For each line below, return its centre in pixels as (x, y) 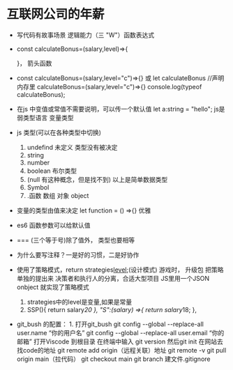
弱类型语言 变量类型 (45, 117)
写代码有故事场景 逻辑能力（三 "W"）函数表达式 (85, 35)
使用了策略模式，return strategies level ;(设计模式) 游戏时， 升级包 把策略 (120, 270)
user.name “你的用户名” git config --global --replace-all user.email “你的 (120, 332)
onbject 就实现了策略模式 (53, 287)
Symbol (38, 187)
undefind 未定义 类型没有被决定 (72, 147)
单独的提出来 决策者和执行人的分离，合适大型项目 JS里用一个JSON (113, 278)
